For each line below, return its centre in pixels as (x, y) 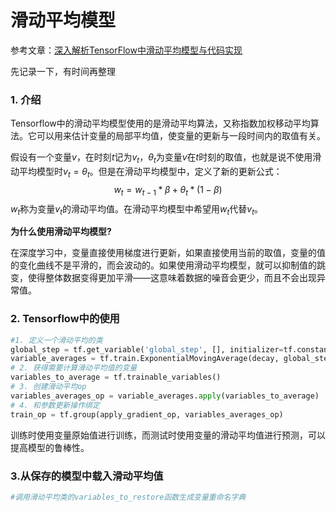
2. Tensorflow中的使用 (65, 319)
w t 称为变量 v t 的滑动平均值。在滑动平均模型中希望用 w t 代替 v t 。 (136, 209)
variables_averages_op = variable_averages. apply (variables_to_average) (165, 396)
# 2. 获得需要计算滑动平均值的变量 (74, 368)
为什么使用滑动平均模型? (61, 232)
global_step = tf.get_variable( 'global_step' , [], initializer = (147, 349)
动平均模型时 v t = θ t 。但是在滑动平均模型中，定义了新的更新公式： (146, 173)
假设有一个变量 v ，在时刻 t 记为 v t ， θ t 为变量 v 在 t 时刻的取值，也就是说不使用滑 (166, 158)
